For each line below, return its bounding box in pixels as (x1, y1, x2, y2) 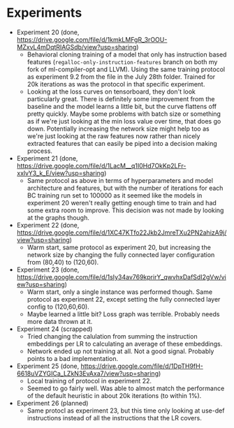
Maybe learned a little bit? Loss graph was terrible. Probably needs (27, 309, 220, 318)
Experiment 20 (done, (16, 28, 80, 36)
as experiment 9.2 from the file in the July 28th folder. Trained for (27, 72, 216, 81)
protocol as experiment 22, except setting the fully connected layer (27, 295, 221, 303)
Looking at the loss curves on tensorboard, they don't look (27, 87, 196, 96)
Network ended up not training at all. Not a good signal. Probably (27, 347, 214, 355)
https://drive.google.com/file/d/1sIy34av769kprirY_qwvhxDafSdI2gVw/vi (16, 272, 226, 281)
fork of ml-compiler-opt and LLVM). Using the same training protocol (27, 65, 225, 73)
